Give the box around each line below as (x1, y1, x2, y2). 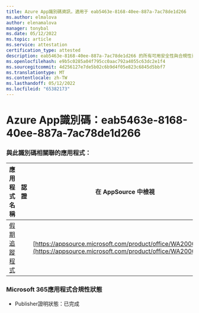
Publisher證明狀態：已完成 (14, 300, 80, 307)
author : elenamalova (6, 20, 57, 26)
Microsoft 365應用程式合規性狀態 (6, 286, 102, 294)
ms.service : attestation (6, 42, 68, 48)
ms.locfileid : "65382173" (6, 86, 70, 92)
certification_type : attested (6, 48, 81, 53)
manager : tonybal (6, 25, 49, 31)
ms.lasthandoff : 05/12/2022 (6, 81, 76, 87)
